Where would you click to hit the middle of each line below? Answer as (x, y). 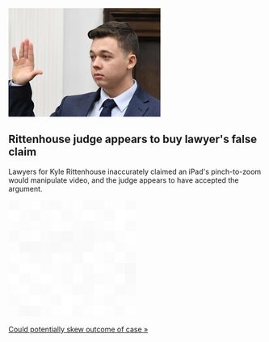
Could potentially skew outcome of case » (78, 329)
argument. (25, 188)
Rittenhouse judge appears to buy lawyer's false (133, 139)
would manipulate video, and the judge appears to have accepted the (124, 180)
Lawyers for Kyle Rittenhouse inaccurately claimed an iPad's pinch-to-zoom (135, 171)
